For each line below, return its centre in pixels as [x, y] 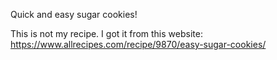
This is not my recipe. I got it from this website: [106, 33]
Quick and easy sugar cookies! [74, 14]
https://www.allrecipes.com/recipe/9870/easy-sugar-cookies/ [138, 44]
